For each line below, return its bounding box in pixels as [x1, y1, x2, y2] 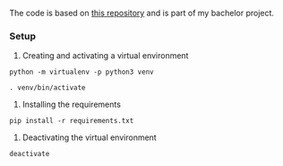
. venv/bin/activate [9, 83, 87, 92]
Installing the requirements [21, 99, 121, 110]
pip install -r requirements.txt [9, 117, 134, 126]
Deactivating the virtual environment [21, 132, 157, 143]
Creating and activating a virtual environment [21, 50, 189, 61]
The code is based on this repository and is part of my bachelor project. [9, 8, 275, 18]
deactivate [9, 150, 50, 159]
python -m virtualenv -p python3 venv [9, 67, 154, 77]
